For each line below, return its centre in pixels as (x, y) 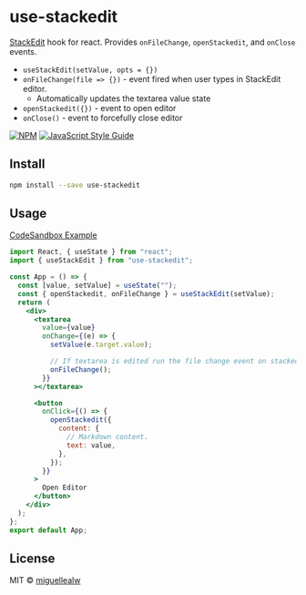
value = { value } (69, 328)
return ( (34, 303)
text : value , (92, 445)
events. (23, 51)
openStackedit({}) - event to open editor (99, 108)
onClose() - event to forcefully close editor (102, 118)
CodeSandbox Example (53, 235)
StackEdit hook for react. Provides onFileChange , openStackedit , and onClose (153, 42)
